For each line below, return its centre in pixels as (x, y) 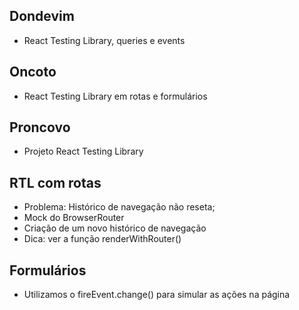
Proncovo (40, 127)
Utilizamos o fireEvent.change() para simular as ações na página (157, 295)
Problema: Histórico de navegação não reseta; (119, 207)
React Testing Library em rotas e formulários (115, 96)
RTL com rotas (55, 182)
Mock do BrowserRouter (74, 218)
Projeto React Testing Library (83, 151)
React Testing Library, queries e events (104, 40)
